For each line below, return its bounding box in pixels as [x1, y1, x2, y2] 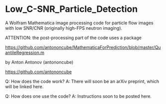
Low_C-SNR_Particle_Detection [5, 3, 138, 15]
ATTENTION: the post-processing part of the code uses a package [5, 35, 142, 41]
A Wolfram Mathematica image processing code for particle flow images [5, 20, 154, 26]
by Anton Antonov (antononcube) [5, 59, 74, 65]
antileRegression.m [5, 50, 45, 55]
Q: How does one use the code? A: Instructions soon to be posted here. [5, 93, 152, 99]
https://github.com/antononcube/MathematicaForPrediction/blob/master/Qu [5, 44, 161, 50]
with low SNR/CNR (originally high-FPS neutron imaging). [5, 25, 123, 31]
